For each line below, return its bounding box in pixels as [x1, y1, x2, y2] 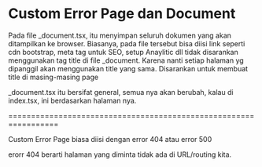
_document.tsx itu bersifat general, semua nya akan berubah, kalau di [8, 87, 234, 96]
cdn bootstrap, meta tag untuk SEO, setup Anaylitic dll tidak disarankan [8, 47, 238, 56]
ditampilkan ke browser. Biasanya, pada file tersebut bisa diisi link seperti [8, 38, 245, 48]
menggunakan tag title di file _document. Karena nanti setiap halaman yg [8, 56, 244, 65]
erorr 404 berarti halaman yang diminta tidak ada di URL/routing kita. [8, 150, 232, 159]
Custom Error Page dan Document [8, 5, 236, 23]
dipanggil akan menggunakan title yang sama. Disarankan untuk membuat [8, 64, 249, 73]
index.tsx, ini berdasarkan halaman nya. [8, 96, 137, 105]
